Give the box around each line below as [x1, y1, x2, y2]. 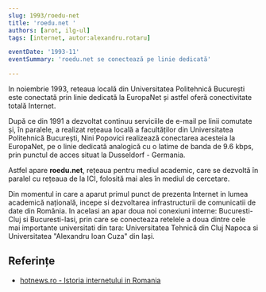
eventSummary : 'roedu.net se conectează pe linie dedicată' [8, 56, 212, 63]
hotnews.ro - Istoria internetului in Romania [19, 275, 161, 285]
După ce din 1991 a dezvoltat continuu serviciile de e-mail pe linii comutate [8, 117, 253, 125]
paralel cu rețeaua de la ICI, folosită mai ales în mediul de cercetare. [8, 174, 230, 183]
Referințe [8, 255, 56, 268]
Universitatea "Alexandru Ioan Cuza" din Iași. [8, 232, 155, 240]
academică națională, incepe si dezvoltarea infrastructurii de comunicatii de [8, 198, 256, 207]
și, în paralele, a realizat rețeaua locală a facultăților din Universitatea [8, 125, 234, 134]
